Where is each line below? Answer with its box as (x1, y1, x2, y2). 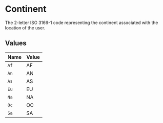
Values (5, 39, 27, 48)
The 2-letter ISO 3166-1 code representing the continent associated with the (5, 20, 159, 25)
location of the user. (5, 25, 45, 30)
